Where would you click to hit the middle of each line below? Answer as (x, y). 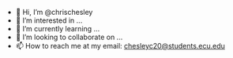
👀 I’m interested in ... (49, 20)
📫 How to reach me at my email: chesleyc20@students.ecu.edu (120, 46)
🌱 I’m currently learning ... (58, 29)
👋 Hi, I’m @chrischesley (54, 12)
